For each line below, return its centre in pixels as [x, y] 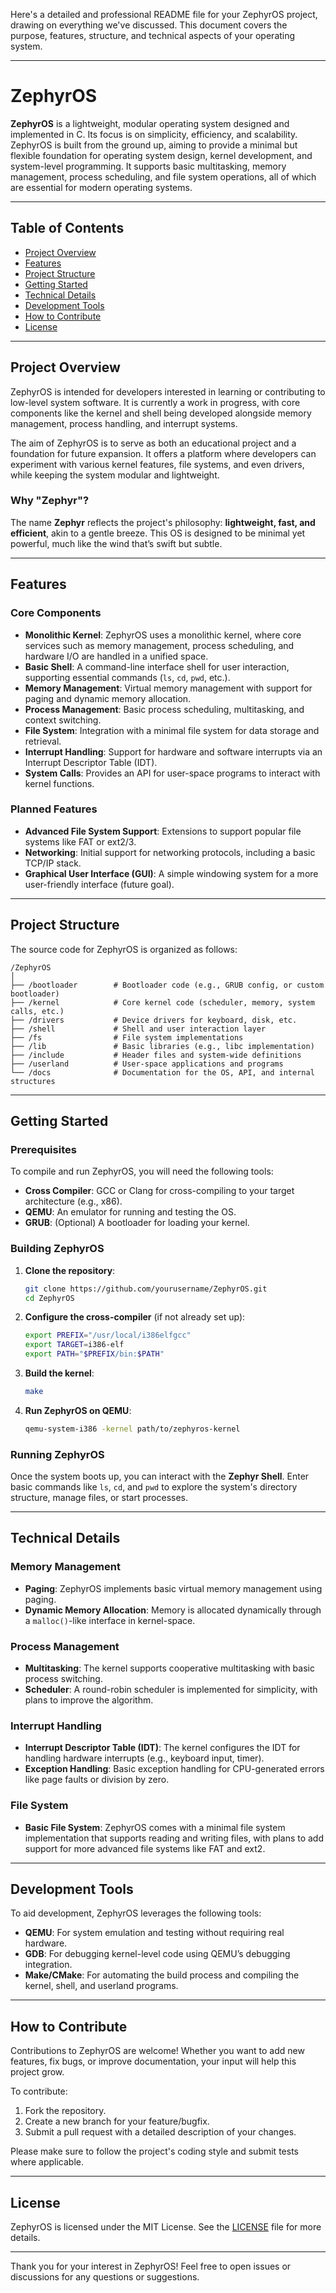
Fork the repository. [65, 2111]
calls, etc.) [37, 1011]
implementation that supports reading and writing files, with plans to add [174, 1838]
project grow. [37, 2072]
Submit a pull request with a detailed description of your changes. [160, 2132]
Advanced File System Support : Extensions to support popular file [163, 831]
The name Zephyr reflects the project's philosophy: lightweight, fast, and [163, 522]
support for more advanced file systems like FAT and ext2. [145, 1848]
